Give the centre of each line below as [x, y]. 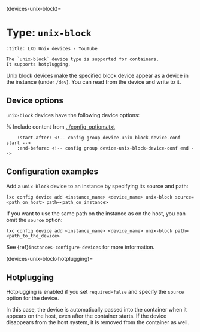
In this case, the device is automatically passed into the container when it [96, 310]
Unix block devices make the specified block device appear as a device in [97, 75]
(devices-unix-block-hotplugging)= [50, 258]
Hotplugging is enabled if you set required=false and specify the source [95, 292]
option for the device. [33, 298]
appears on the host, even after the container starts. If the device [87, 316]
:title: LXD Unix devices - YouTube [52, 48]
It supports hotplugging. [38, 64]
